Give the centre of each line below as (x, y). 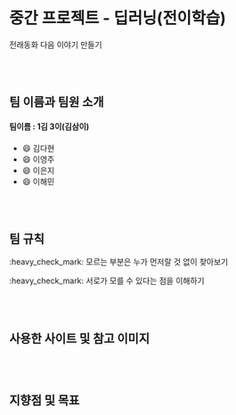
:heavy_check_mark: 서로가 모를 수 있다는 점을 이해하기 (107, 281)
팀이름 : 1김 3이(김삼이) (49, 126)
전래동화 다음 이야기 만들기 (56, 45)
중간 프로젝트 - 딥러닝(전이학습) (118, 18)
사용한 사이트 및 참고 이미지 (79, 338)
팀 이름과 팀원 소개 (57, 102)
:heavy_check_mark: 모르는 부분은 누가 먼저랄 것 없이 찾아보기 (119, 262)
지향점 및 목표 (45, 400)
